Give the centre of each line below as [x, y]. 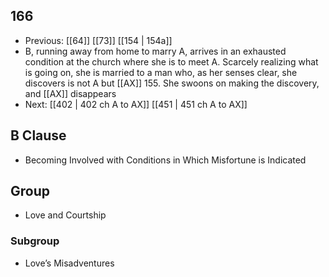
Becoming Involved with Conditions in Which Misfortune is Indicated [165, 160]
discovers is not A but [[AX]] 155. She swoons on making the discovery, [172, 83]
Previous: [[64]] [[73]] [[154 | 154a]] [98, 40]
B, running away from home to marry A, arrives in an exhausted [155, 51]
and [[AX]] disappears [70, 93]
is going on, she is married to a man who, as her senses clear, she [161, 72]
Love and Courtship [65, 215]
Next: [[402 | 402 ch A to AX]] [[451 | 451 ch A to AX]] [136, 104]
